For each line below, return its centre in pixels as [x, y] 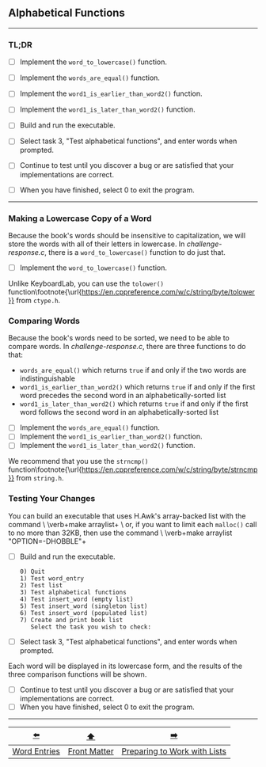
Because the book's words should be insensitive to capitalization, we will [127, 235]
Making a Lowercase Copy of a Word [80, 218]
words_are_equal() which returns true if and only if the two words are [133, 370]
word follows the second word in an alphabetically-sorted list [119, 412]
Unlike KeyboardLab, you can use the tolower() [86, 283]
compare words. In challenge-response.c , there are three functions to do [127, 347]
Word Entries [36, 751]
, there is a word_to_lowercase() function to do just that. [135, 252]
